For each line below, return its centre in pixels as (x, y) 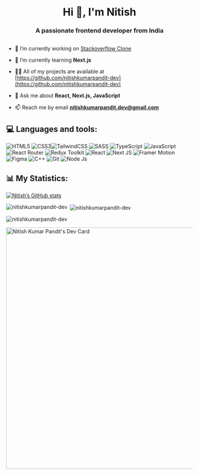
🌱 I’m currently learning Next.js (53, 60)
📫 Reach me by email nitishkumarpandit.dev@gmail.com (87, 107)
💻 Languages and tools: (52, 129)
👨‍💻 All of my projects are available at (60, 72)
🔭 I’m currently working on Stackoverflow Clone (73, 49)
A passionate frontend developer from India (99, 31)
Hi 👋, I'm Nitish (99, 12)
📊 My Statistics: (37, 178)
